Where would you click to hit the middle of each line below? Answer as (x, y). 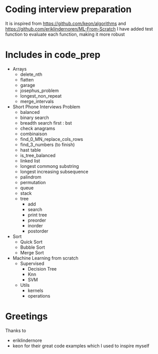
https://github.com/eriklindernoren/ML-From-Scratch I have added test (79, 28)
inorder (35, 225)
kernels (35, 290)
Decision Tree (42, 269)
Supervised (32, 263)
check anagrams (38, 128)
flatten (27, 79)
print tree (37, 215)
